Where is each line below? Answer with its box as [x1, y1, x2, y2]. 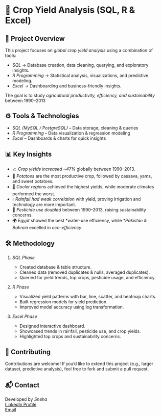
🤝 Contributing [5, 348, 51, 356]
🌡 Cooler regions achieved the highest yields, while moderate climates [12, 183, 154, 189]
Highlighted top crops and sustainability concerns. [19, 334, 121, 339]
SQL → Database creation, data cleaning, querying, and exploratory [12, 62, 149, 68]
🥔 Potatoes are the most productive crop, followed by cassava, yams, [12, 173, 152, 179]
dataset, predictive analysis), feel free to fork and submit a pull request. [5, 366, 149, 372]
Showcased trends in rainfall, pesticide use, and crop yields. [19, 328, 141, 334]
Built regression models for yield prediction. [19, 299, 108, 305]
